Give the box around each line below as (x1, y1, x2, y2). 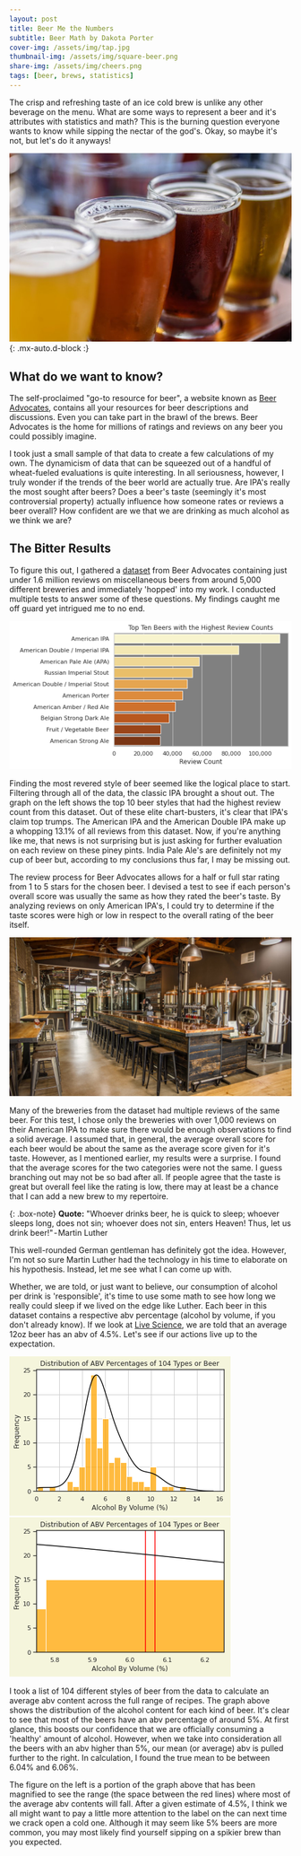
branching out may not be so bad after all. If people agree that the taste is (9, 1172, 281, 1182)
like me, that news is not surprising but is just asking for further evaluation (9, 835, 282, 845)
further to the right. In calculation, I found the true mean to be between (9, 1753, 271, 1763)
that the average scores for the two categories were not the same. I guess (9, 1162, 283, 1173)
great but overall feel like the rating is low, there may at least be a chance (9, 1181, 279, 1192)
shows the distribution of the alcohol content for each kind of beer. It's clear (9, 1705, 290, 1715)
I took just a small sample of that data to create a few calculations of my (9, 449, 275, 460)
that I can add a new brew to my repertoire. (9, 1191, 168, 1202)
